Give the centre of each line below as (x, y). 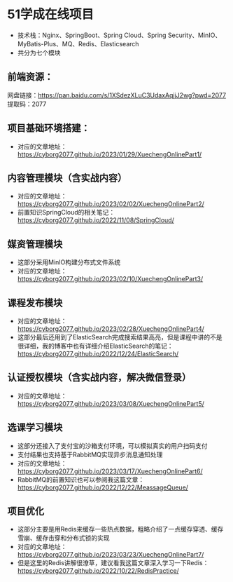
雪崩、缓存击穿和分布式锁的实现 (63, 538)
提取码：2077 (27, 104)
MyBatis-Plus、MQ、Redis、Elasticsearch (78, 43)
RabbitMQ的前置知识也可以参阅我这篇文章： (81, 479)
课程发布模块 (35, 303)
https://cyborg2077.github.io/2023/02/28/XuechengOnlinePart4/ (111, 329)
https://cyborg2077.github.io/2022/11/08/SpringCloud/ (96, 220)
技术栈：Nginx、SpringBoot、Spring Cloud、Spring (92, 35)
